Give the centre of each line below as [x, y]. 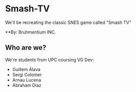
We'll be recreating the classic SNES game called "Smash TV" [68, 22]
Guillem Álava [26, 69]
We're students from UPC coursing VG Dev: [49, 60]
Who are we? [26, 48]
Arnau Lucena [26, 80]
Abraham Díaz [27, 85]
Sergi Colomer [27, 75]
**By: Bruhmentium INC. [30, 32]
